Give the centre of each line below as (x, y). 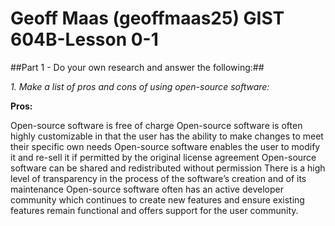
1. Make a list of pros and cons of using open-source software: (140, 86)
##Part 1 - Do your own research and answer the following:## (137, 67)
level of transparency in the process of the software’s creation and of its (158, 178)
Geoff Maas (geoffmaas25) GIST (147, 18)
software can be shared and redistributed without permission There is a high (168, 168)
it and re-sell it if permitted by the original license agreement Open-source (163, 157)
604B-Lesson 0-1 (84, 39)
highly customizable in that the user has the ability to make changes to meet (167, 136)
